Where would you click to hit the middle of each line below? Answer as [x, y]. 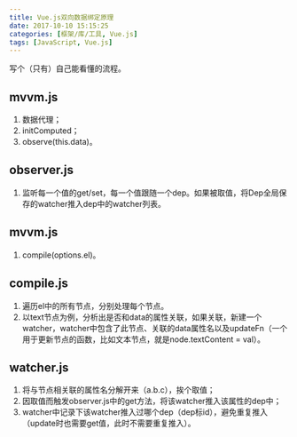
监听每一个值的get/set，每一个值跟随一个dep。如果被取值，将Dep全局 [150, 193]
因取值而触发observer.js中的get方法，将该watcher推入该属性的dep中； [152, 401]
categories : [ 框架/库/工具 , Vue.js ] [74, 34]
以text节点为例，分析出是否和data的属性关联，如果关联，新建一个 [142, 317]
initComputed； [51, 131]
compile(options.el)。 [61, 255]
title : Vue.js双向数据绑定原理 [62, 17]
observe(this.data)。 [59, 142]
